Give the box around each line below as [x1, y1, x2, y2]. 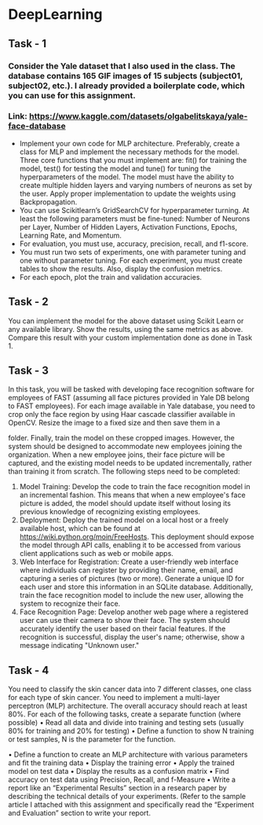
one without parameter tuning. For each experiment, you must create [19, 256, 243, 265]
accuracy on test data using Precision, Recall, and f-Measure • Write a [8, 775, 236, 784]
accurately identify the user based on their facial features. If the [19, 624, 226, 634]
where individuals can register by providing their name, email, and [19, 565, 233, 575]
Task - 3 [8, 364, 49, 377]
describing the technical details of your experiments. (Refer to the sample [8, 792, 246, 801]
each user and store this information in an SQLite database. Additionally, [19, 582, 254, 591]
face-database [8, 120, 66, 131]
